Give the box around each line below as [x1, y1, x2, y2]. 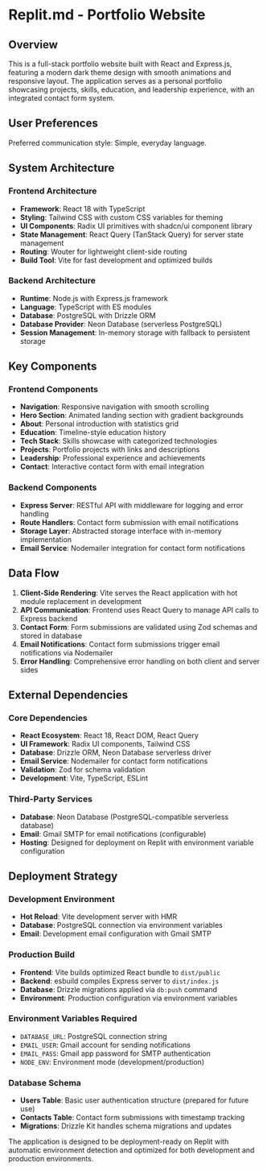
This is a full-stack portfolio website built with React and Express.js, [8, 59, 232, 68]
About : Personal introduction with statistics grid [19, 419, 179, 428]
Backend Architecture [8, 275, 97, 287]
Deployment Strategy [8, 869, 118, 883]
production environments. [8, 1154, 94, 1164]
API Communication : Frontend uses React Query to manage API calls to [19, 605, 259, 614]
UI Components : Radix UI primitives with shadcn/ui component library [19, 221, 253, 230]
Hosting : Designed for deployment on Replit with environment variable [19, 838, 254, 847]
